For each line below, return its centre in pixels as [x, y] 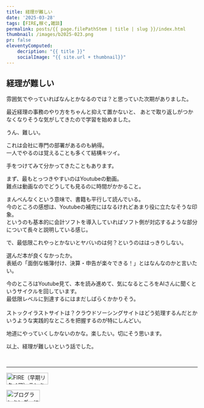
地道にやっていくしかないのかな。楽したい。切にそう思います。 [86, 334]
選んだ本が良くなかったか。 [41, 255]
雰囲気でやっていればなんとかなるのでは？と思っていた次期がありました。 [99, 99]
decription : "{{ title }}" [51, 52]
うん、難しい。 [25, 133]
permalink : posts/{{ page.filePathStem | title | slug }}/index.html [96, 29]
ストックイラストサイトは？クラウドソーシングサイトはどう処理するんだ [97, 313]
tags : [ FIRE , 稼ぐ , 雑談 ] [34, 23]
